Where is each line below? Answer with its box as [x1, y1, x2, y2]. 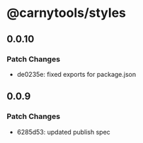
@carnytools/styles [6, 5, 127, 21]
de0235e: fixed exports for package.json [16, 70, 136, 78]
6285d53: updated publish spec [16, 128, 110, 136]
